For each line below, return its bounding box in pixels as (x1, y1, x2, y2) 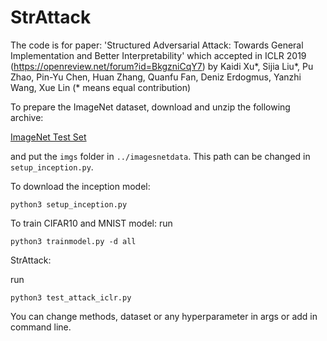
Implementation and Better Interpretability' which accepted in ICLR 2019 (10, 49, 307, 61)
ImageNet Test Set (10, 131, 87, 143)
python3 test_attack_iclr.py (10, 292, 132, 303)
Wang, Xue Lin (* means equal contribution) (10, 81, 192, 93)
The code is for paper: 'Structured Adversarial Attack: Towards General (10, 39, 304, 51)
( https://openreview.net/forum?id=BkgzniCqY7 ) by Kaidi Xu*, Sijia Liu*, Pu (10, 60, 314, 72)
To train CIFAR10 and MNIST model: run (10, 217, 173, 229)
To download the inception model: (10, 180, 151, 192)
